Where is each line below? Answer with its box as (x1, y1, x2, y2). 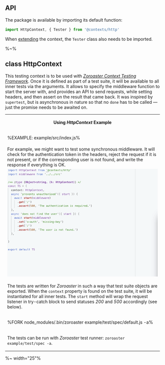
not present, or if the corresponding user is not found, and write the (7, 156, 143, 162)
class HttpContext (5, 60, 62, 68)
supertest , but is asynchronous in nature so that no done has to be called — (5, 99, 158, 105)
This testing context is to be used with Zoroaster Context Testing (5, 73, 137, 79)
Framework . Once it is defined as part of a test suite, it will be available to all (5, 78, 160, 84)
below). (7, 304, 23, 310)
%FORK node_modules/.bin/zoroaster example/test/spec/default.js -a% (7, 319, 153, 325)
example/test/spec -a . (7, 340, 53, 346)
